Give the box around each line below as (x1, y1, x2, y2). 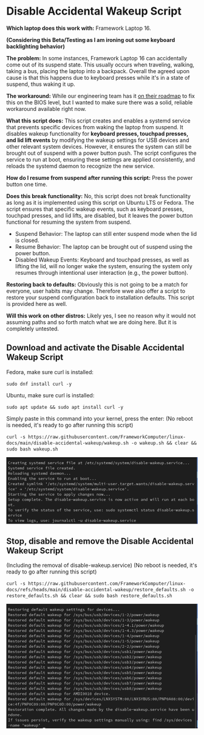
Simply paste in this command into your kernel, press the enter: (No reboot (6, 414, 193, 422)
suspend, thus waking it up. (6, 80, 76, 88)
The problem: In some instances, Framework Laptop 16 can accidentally (6, 54, 187, 62)
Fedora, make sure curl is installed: (6, 368, 94, 375)
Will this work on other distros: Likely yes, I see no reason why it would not (6, 312, 196, 319)
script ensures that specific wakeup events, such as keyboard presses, (6, 205, 184, 213)
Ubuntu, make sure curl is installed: (6, 391, 95, 399)
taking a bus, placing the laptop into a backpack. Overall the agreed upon (6, 67, 190, 74)
